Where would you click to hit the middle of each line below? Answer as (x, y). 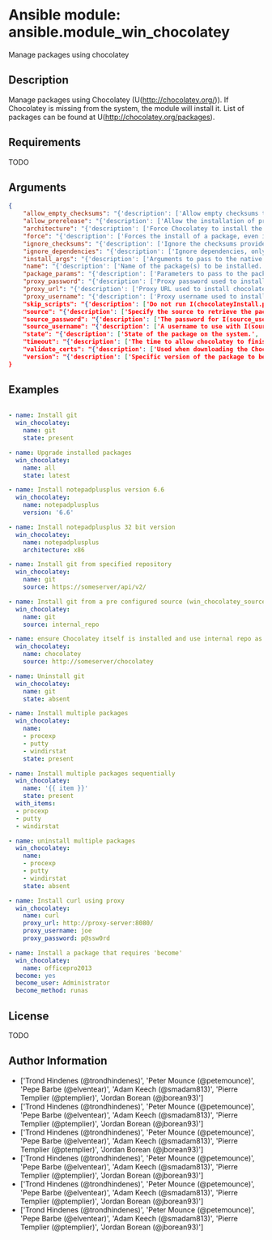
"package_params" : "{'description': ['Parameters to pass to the (136, 274)
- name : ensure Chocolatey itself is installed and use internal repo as (136, 639)
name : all (40, 468)
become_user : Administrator (63, 983)
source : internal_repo (61, 624)
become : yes (36, 976)
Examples (34, 390)
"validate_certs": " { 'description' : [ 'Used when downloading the (136, 350)
